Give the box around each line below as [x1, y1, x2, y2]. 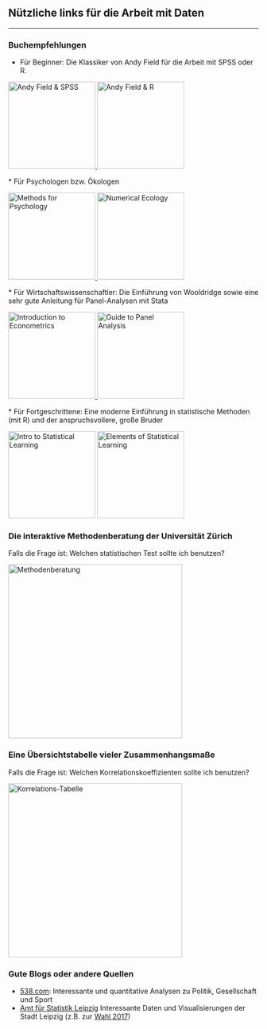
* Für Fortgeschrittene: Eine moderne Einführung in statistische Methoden [8, 407, 250, 417]
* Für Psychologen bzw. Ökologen [8, 177, 120, 186]
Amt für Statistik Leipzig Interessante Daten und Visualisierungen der [19, 1004, 246, 1012]
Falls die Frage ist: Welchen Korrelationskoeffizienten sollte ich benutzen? [8, 767, 250, 777]
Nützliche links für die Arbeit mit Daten [8, 6, 205, 20]
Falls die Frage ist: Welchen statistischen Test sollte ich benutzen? [8, 549, 225, 558]
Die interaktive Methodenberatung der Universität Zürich [8, 530, 233, 542]
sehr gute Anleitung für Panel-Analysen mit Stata [8, 296, 168, 305]
